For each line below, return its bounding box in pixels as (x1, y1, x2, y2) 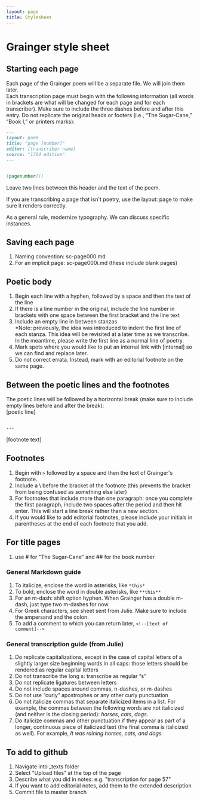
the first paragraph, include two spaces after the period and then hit (14, 500, 182, 508)
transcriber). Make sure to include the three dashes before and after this (6, 105, 184, 112)
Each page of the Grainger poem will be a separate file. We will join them (6, 80, 185, 87)
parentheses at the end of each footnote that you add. (14, 520, 148, 527)
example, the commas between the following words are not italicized (14, 704, 184, 712)
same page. (14, 362, 44, 370)
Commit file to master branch (14, 788, 87, 795)
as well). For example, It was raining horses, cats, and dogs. (14, 730, 163, 737)
